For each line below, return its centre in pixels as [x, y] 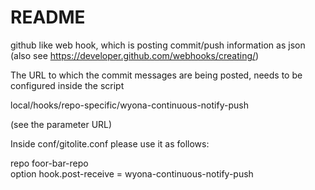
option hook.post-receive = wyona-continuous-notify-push [132, 173]
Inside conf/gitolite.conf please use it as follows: [110, 143]
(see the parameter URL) [61, 124]
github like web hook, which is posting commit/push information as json [158, 45]
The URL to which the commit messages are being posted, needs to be [156, 75]
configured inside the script [67, 85]
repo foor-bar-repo [49, 163]
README [48, 17]
